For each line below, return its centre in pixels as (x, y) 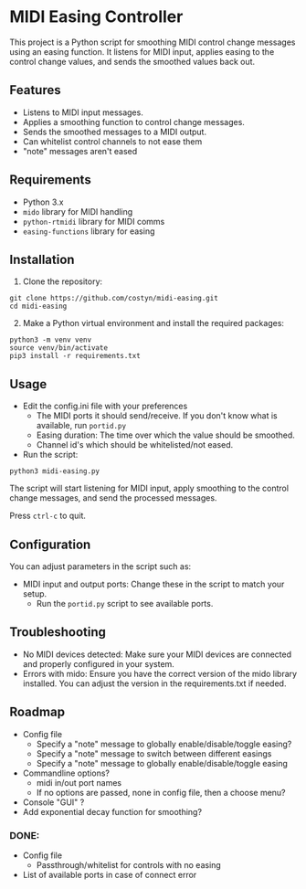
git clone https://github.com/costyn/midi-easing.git (114, 299)
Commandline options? (66, 773)
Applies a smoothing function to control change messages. (133, 122)
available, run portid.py (81, 426)
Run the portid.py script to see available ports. (125, 603)
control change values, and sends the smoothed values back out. (132, 61)
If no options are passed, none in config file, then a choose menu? (161, 792)
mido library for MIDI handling (78, 211)
